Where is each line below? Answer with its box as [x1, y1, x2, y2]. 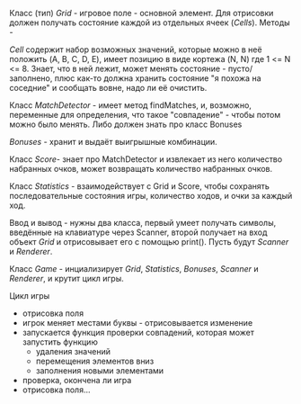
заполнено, [9, 73, 53, 84]
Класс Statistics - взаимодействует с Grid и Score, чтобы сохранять [9, 181, 270, 192]
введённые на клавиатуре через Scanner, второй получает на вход [9, 227, 268, 238]
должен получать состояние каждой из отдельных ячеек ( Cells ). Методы [9, 17, 290, 28]
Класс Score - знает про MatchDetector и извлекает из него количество [9, 154, 283, 165]
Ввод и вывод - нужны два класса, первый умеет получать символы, [9, 218, 277, 228]
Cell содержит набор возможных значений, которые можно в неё [9, 44, 262, 55]
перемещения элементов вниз [35, 355, 155, 366]
